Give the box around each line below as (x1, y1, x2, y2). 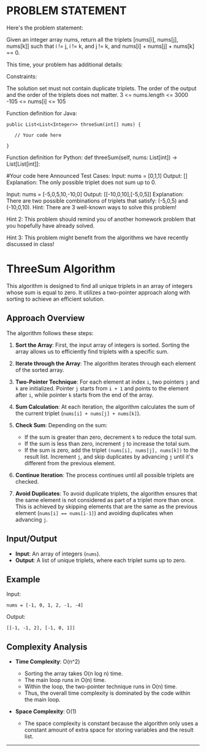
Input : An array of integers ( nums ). (15, 550, 101, 557)
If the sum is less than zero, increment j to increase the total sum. (24, 440, 191, 447)
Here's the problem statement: (6, 24, 84, 31)
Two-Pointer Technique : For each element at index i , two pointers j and (15, 378, 200, 386)
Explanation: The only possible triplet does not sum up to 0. (6, 179, 156, 186)
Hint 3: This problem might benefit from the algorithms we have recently (6, 234, 189, 241)
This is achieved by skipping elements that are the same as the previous (15, 503, 198, 510)
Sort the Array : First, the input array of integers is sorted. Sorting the (15, 341, 190, 349)
